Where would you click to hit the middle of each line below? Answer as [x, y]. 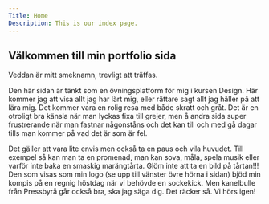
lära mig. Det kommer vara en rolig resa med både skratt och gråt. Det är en [133, 108]
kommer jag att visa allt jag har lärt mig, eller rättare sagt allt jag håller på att [134, 99]
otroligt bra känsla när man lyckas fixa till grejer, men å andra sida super [127, 116]
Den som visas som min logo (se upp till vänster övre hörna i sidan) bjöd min [134, 174]
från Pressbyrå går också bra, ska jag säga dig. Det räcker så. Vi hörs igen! [132, 192]
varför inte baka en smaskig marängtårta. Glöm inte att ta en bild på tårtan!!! [134, 166]
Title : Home [28, 16]
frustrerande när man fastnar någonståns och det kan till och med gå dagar [133, 124]
